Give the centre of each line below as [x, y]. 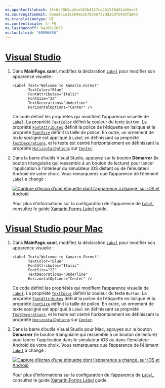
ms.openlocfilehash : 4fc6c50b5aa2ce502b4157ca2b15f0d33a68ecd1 [72, 10]
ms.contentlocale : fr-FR [31, 24]
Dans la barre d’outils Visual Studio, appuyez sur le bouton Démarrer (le [85, 157]
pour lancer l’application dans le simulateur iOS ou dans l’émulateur [81, 340]
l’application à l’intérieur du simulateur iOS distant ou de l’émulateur [81, 168]
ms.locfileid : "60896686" [32, 33]
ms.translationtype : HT [30, 19]
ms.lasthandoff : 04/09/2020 [34, 28]
